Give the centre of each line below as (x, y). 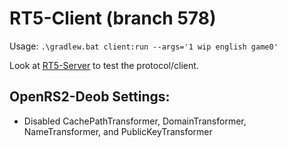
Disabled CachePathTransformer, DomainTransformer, (135, 121)
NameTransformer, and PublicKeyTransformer (118, 131)
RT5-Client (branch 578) (113, 18)
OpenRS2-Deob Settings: (90, 97)
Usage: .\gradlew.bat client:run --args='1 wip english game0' (144, 46)
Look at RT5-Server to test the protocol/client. (104, 65)
